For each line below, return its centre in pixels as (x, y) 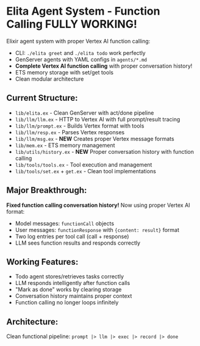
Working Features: (42, 261)
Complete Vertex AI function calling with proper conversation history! (104, 66)
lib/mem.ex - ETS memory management (65, 145)
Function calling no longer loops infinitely (67, 303)
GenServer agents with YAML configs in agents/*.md (81, 59)
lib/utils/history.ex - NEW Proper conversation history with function (104, 151)
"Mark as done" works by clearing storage (68, 290)
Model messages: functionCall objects (65, 223)
